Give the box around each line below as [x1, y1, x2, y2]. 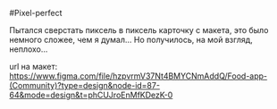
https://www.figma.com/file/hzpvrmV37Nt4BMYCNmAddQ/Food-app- [9, 71, 268, 81]
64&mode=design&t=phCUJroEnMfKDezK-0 [9, 89, 173, 100]
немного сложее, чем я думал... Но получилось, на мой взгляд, [9, 35, 253, 45]
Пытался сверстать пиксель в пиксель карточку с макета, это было [9, 25, 269, 35]
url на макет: [9, 62, 58, 71]
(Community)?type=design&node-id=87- [9, 80, 161, 90]
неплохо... [9, 44, 48, 54]
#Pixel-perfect [9, 8, 63, 18]
